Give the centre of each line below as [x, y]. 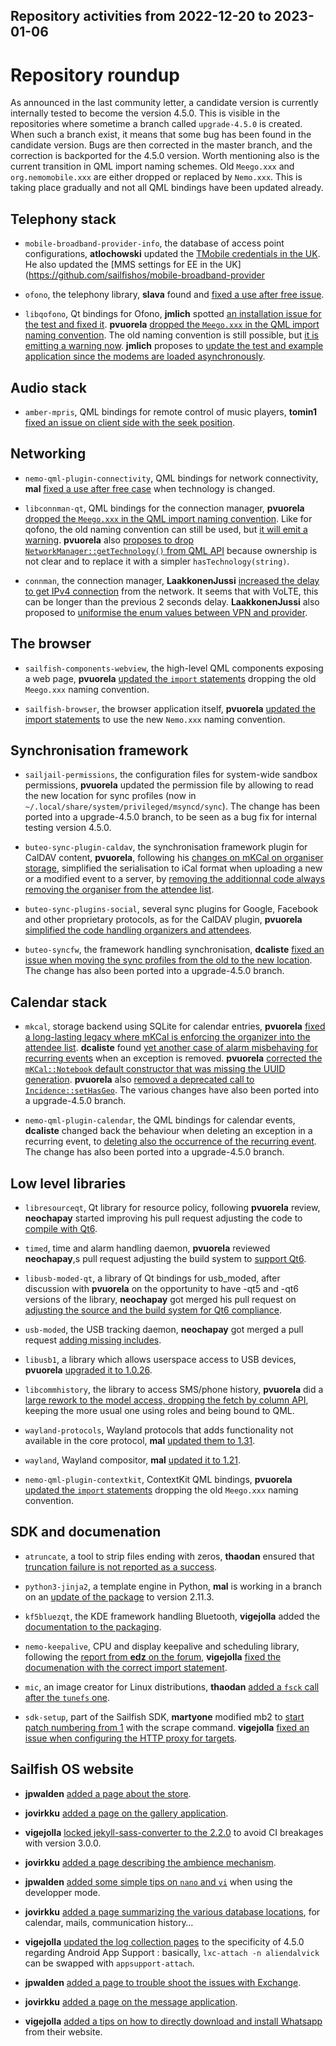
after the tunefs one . [67, 1697]
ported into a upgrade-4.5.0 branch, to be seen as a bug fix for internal [170, 817]
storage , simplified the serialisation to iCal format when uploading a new [173, 868]
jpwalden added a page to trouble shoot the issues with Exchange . [163, 1982]
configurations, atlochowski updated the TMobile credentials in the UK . [172, 254]
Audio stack [48, 387]
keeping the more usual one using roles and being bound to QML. [159, 1411]
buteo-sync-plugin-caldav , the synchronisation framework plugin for [166, 847]
